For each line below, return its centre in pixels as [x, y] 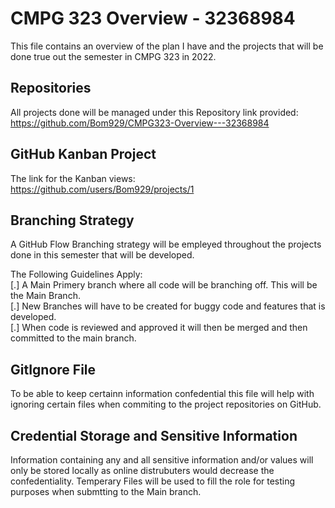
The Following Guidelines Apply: [76, 274]
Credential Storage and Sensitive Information [154, 435]
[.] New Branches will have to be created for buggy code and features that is [168, 306]
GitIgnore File [53, 369]
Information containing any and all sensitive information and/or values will [162, 460]
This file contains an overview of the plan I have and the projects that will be [167, 46]
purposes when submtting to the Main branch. [106, 491]
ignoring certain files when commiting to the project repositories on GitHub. [166, 404]
